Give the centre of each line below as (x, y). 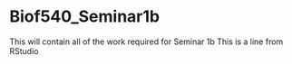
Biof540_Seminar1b (85, 17)
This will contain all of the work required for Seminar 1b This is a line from (146, 41)
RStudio (24, 50)
